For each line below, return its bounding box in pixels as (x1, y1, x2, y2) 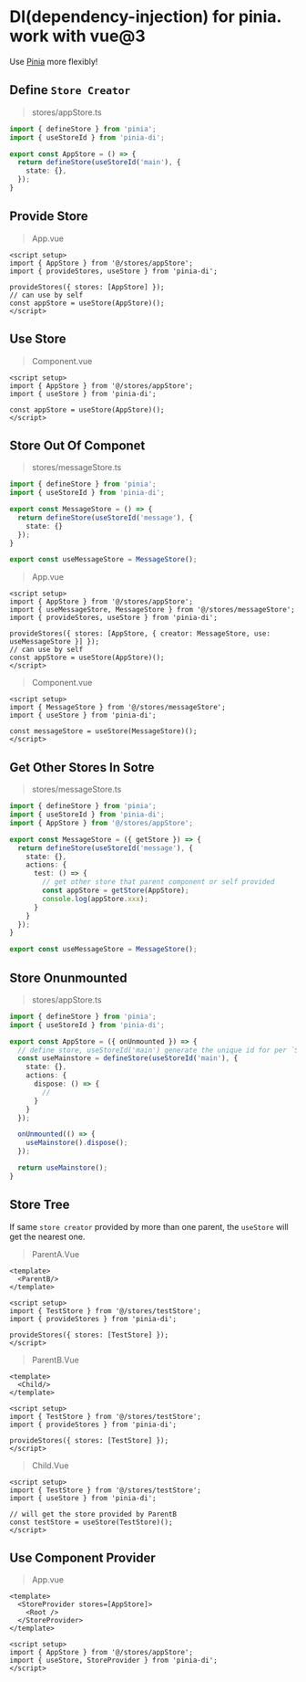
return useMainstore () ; (17, 1163, 107, 1172)
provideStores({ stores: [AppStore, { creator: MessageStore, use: (9, 629, 271, 638)
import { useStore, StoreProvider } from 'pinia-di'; (9, 1656, 219, 1666)
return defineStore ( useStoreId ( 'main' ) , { (17, 158, 181, 167)
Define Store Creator (9, 82, 131, 98)
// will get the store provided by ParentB (9, 1509, 178, 1519)
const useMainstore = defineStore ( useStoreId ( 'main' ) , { (17, 1054, 239, 1063)
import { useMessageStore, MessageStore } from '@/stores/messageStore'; (9, 605, 296, 615)
